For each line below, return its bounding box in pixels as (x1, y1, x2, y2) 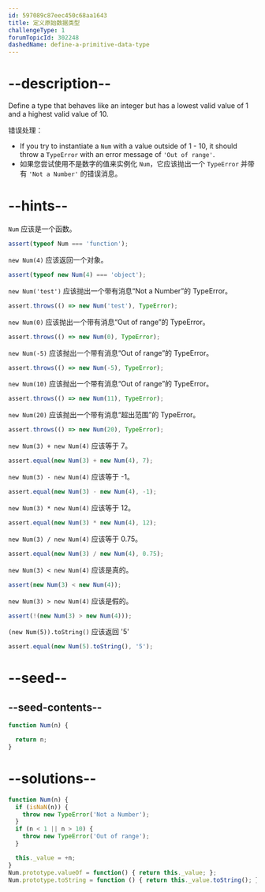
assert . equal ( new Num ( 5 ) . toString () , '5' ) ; (8, 643, 154, 651)
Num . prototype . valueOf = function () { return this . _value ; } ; (8, 868, 217, 876)
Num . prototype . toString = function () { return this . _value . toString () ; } (8, 876, 259, 884)
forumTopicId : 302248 (8, 33, 80, 42)
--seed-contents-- (8, 700, 103, 714)
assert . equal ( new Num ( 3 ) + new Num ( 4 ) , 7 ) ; (8, 457, 154, 465)
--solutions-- (8, 770, 97, 788)
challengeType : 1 (8, 26, 65, 34)
